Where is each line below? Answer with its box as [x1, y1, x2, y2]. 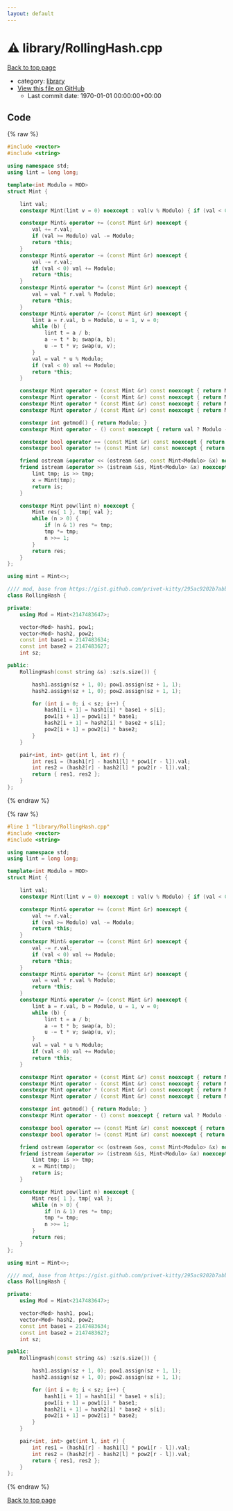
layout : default [7, 10, 54, 17]
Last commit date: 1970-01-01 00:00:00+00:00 [27, 91, 162, 99]
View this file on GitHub [17, 84, 85, 93]
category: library [17, 77, 65, 85]
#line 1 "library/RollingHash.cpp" [7, 823, 110, 830]
